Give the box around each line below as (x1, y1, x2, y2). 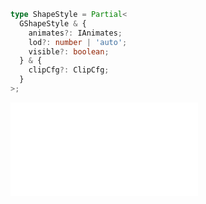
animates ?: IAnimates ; (28, 28, 123, 38)
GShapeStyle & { (19, 18, 87, 29)
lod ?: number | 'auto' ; (28, 37, 128, 47)
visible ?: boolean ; (28, 46, 110, 57)
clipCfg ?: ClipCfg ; (28, 65, 110, 75)
